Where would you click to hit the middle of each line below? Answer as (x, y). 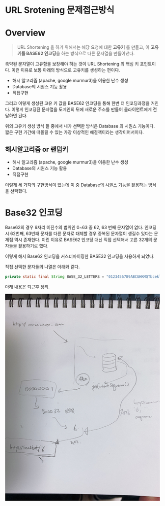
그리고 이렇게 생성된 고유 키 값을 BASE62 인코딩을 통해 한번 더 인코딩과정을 (77, 103)
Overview (25, 33)
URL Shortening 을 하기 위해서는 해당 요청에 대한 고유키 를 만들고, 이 (83, 47)
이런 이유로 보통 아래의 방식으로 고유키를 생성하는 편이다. (66, 70)
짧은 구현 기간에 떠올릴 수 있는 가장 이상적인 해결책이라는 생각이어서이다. (74, 132)
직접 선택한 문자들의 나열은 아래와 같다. (42, 267)
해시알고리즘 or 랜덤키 (37, 149)
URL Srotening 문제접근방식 (60, 10)
